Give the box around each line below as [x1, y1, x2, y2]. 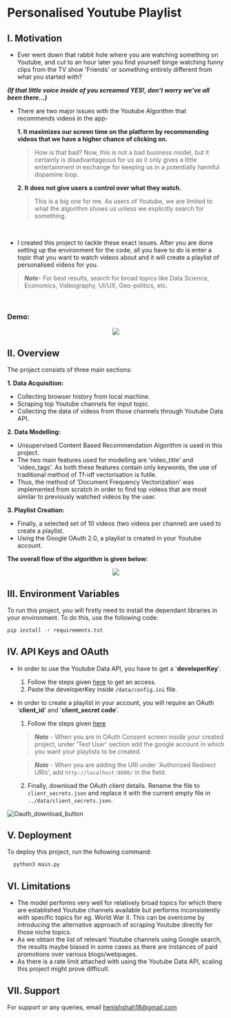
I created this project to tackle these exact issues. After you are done [17, 238, 214, 247]
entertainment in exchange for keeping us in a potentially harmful [34, 163, 220, 171]
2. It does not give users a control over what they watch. [17, 184, 182, 191]
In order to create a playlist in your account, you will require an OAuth [17, 698, 214, 706]
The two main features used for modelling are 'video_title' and [17, 456, 194, 464]
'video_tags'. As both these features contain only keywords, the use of [17, 463, 217, 471]
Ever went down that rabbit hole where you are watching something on [17, 50, 219, 59]
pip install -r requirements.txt [7, 627, 103, 634]
